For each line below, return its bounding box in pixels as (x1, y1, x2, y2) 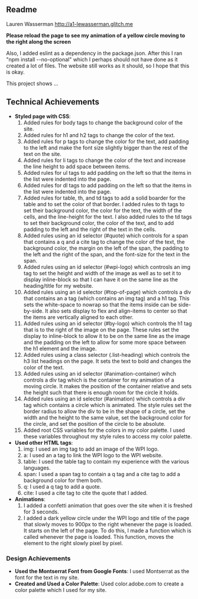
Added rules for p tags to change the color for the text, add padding (23, 138, 189, 145)
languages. (23, 464, 51, 471)
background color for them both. (23, 477, 103, 484)
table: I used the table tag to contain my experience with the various (23, 458, 189, 465)
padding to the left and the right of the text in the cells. (23, 226, 157, 233)
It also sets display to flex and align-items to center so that (45, 307, 187, 314)
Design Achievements (6, 554, 71, 562)
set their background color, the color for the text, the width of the (23, 207, 182, 214)
